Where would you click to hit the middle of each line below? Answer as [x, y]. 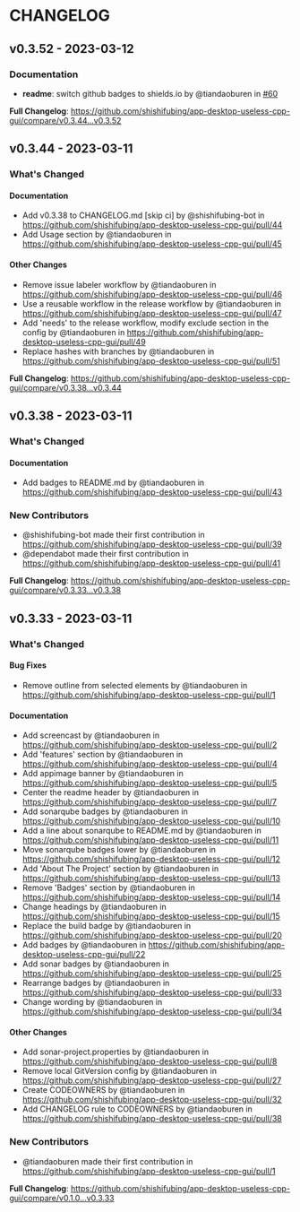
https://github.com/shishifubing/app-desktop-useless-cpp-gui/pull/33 [152, 992]
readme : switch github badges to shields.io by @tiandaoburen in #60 [150, 93]
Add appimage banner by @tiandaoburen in [103, 774]
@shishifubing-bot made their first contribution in [113, 535]
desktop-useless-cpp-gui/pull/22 [84, 955]
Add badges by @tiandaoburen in [84, 945]
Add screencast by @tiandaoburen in [90, 735]
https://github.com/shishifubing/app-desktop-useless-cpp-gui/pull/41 [151, 563]
